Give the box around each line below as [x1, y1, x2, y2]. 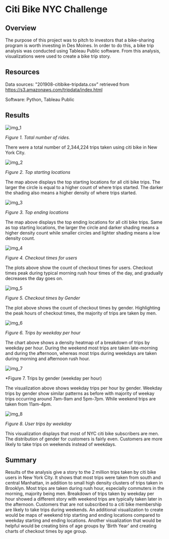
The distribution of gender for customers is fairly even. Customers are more [5, 436, 163, 442]
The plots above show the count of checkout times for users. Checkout [5, 264, 153, 271]
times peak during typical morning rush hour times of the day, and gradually [5, 269, 163, 276]
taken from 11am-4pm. [5, 401, 52, 407]
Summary [5, 456, 37, 465]
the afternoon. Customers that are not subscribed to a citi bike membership [5, 502, 162, 508]
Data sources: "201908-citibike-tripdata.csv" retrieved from [5, 81, 130, 87]
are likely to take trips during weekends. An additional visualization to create [5, 507, 163, 513]
